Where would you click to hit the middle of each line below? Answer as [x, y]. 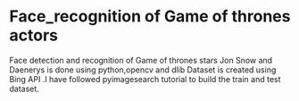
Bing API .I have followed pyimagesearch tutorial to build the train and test [145, 79]
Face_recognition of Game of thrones [150, 17]
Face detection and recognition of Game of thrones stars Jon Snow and [141, 60]
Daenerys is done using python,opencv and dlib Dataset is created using [143, 70]
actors [33, 35]
